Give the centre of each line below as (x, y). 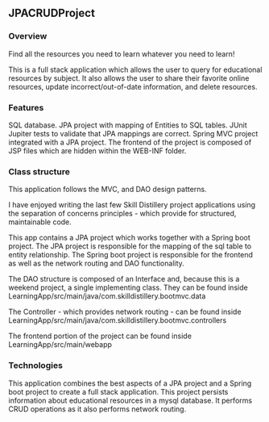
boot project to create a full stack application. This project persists (118, 391)
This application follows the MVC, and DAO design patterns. (108, 190)
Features (26, 107)
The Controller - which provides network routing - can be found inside (125, 312)
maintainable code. (40, 222)
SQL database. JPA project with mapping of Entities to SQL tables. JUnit (128, 125)
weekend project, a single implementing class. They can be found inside (128, 288)
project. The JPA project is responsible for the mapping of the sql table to (130, 246)
